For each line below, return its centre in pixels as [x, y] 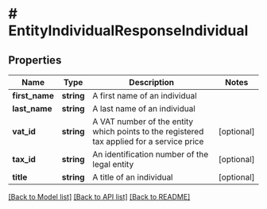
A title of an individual [133, 177]
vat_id [24, 132]
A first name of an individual [145, 96]
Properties [35, 60]
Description [152, 82]
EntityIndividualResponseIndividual [128, 31]
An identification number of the [151, 154]
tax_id [24, 159]
